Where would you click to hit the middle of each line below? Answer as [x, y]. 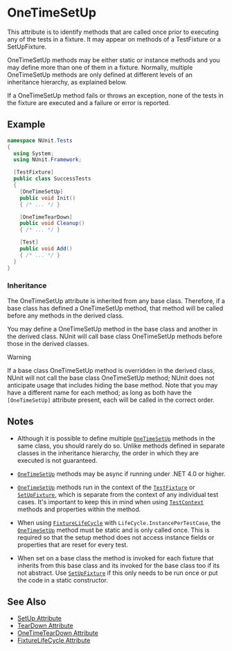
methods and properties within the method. [79, 509]
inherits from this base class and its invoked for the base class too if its [118, 565]
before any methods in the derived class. [65, 315]
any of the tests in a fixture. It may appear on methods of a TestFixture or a [114, 39]
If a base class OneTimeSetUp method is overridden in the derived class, [111, 370]
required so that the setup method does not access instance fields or [116, 537]
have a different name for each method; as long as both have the [99, 392]
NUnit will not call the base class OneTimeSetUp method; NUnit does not [111, 378]
